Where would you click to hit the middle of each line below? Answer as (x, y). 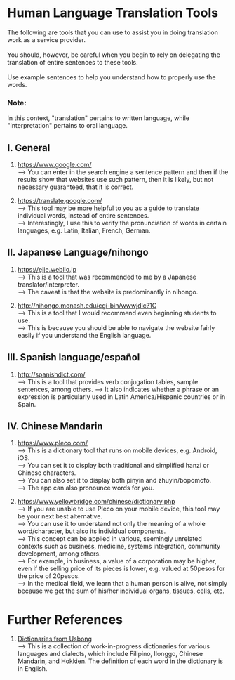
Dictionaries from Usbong (55, 639)
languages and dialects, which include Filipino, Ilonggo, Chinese (110, 654)
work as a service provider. (47, 39)
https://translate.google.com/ (60, 201)
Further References (65, 619)
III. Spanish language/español (74, 357)
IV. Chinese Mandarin (55, 426)
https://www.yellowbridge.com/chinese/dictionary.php (96, 502)
